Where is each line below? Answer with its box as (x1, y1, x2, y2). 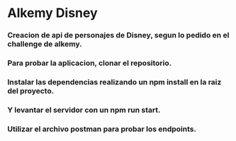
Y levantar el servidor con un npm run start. (7, 105, 161, 115)
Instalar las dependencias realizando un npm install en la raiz (7, 77, 222, 86)
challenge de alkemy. (7, 39, 83, 49)
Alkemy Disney (7, 5, 98, 21)
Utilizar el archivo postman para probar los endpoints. (7, 124, 197, 134)
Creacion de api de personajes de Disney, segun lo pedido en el (7, 30, 230, 40)
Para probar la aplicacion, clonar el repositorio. (7, 58, 172, 68)
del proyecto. (7, 86, 55, 96)
